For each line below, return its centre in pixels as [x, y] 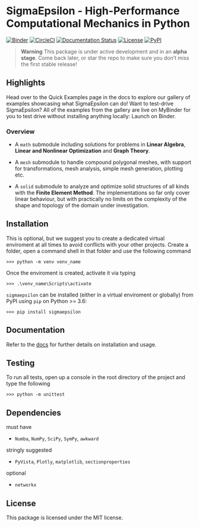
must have [19, 427]
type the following [28, 384]
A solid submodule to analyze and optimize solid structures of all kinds [102, 187]
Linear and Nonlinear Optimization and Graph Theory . [82, 151]
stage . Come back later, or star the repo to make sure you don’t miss [105, 58]
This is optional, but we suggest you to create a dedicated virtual [86, 238]
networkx [26, 485]
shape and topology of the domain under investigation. [82, 206]
